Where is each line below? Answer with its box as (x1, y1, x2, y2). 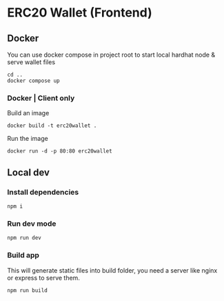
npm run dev (7, 235, 41, 242)
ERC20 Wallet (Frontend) (7, 5, 153, 21)
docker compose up (7, 77, 60, 84)
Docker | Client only (7, 93, 75, 103)
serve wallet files (7, 58, 56, 66)
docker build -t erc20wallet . (7, 122, 97, 129)
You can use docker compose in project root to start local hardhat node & (7, 50, 216, 59)
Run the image (7, 135, 48, 143)
